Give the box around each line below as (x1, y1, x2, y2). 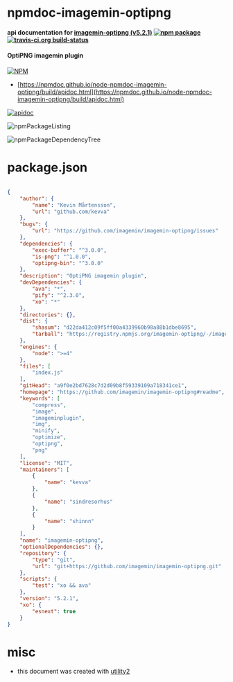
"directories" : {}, (19, 311, 76, 318)
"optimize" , (32, 434, 67, 441)
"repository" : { (19, 549, 67, 556)
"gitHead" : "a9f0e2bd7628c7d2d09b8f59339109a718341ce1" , (19, 382, 188, 389)
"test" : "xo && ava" (32, 582, 92, 589)
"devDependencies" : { (19, 279, 82, 286)
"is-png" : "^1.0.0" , (32, 253, 92, 260)
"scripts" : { (19, 576, 58, 583)
